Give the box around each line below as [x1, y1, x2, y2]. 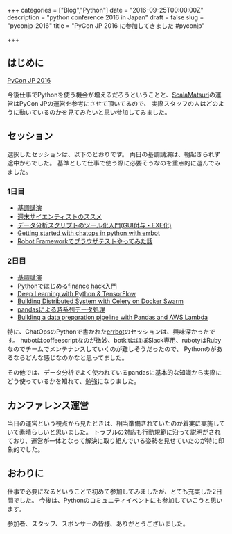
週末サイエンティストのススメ [17, 212, 102, 220]
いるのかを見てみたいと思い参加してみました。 [37, 108, 171, 116]
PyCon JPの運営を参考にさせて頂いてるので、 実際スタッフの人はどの [19, 99, 219, 107]
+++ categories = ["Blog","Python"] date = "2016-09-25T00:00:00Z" [7, 6, 204, 14]
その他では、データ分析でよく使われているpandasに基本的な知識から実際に [7, 369, 222, 377]
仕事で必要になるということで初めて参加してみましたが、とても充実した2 [7, 487, 217, 496]
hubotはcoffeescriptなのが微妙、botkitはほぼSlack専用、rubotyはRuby [20, 337, 222, 345]
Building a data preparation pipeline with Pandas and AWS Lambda [17, 313, 208, 322]
